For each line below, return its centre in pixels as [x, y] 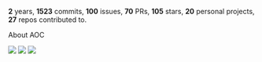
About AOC [26, 35]
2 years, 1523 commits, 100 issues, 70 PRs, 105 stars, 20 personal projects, [131, 11]
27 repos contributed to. [48, 20]
